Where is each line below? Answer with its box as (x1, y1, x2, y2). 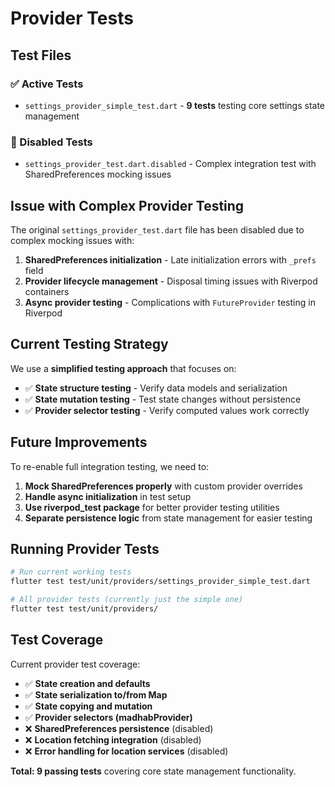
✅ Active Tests (10, 77, 84, 91)
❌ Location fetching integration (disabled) (24, 733, 202, 746)
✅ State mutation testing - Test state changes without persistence (24, 393, 302, 405)
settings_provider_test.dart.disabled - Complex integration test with (24, 158, 317, 170)
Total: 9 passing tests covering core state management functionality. (10, 765, 297, 777)
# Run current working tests (10, 567, 132, 577)
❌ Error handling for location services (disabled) (24, 745, 229, 757)
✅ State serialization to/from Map (24, 688, 168, 701)
